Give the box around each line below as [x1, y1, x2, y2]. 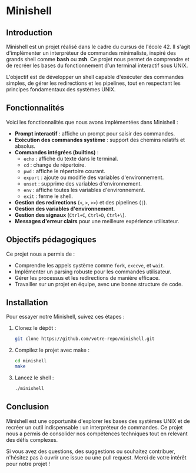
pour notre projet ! [6, 460, 50, 467]
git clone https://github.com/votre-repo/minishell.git [14, 336, 155, 342]
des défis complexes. [6, 436, 58, 443]
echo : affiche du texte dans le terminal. [23, 155, 118, 162]
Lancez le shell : [14, 374, 54, 381]
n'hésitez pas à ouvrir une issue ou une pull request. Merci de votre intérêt [6, 454, 187, 461]
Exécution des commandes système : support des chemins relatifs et [14, 136, 185, 143]
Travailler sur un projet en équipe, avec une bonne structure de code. [14, 280, 184, 287]
